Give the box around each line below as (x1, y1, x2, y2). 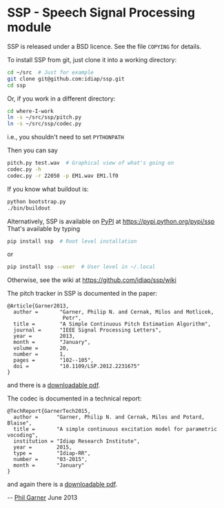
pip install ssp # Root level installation (7, 238, 137, 245)
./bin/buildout (7, 205, 51, 212)
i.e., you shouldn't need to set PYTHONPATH (7, 133, 124, 141)
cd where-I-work (7, 108, 54, 114)
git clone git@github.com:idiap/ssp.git (7, 75, 125, 82)
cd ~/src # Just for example (7, 69, 94, 76)
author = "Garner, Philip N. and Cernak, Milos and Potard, (13, 414, 205, 421)
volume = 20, (13, 345, 70, 352)
